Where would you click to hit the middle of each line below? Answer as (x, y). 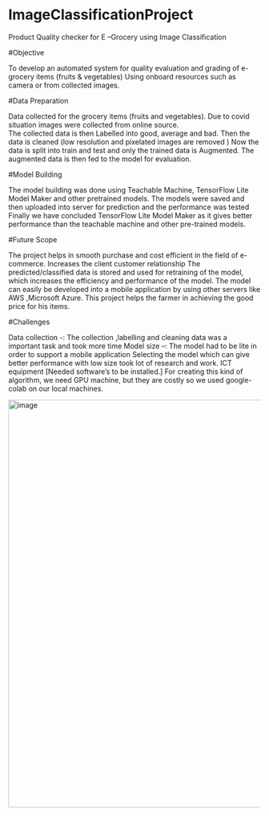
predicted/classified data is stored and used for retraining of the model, (126, 272)
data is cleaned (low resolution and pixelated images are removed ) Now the (134, 141)
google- (239, 380)
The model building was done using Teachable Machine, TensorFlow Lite (128, 189)
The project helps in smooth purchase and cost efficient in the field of (123, 255)
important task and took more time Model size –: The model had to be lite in (133, 346)
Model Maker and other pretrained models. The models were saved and (126, 198)
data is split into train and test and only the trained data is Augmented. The (131, 150)
